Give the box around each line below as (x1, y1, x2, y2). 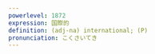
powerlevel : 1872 (8, 11, 66, 20)
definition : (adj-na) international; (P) (8, 26, 149, 34)
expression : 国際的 (8, 19, 70, 27)
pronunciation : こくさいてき (8, 33, 98, 42)
